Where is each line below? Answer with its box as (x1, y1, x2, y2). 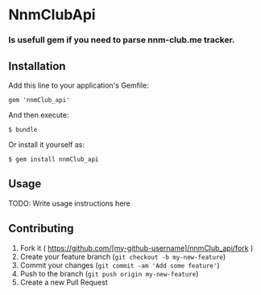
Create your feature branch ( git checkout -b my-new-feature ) (19, 252, 226, 261)
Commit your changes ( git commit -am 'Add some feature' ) (19, 260, 220, 270)
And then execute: (8, 110, 69, 120)
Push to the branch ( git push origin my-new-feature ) (19, 268, 199, 278)
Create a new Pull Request (19, 277, 109, 287)
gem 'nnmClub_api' (8, 96, 70, 104)
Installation (8, 59, 66, 73)
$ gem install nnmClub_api (8, 155, 99, 163)
